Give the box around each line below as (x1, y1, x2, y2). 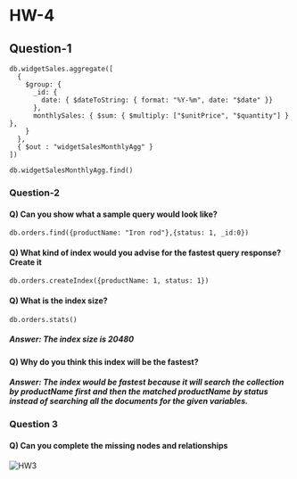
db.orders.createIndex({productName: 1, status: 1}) (9, 277, 210, 285)
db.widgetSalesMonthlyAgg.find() (9, 166, 134, 175)
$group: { (25, 80, 62, 89)
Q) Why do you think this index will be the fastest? (9, 356, 199, 367)
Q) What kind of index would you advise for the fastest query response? (9, 247, 282, 258)
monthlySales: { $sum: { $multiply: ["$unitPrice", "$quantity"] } (32, 111, 290, 120)
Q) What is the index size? (9, 295, 109, 306)
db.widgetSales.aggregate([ (9, 64, 114, 73)
